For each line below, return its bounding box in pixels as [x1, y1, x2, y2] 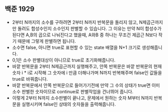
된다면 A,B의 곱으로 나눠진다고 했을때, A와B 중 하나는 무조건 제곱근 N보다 [12, 32, 158, 38]
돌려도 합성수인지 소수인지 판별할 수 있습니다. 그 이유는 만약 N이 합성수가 [17, 25, 162, 31]
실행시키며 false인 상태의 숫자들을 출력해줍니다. [21, 101, 116, 107]
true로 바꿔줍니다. [12, 76, 48, 82]
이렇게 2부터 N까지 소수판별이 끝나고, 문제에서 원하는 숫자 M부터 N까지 [12, 95, 153, 101]
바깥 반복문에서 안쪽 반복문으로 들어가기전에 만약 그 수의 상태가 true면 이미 [12, 82, 160, 88]
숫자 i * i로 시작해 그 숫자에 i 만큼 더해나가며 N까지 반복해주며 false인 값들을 [12, 70, 162, 76]
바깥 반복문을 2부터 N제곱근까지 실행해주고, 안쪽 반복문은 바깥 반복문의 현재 [12, 63, 162, 69]
